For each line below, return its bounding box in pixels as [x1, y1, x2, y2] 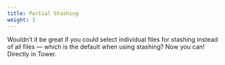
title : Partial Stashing [7, 10, 79, 17]
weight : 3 [7, 16, 36, 23]
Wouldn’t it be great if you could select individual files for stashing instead [7, 35, 218, 43]
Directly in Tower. [7, 49, 57, 58]
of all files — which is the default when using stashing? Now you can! [7, 42, 205, 51]
